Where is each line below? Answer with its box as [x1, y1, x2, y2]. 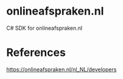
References [6, 46, 66, 60]
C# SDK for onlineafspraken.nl [6, 24, 83, 32]
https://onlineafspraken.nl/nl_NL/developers [6, 66, 117, 73]
